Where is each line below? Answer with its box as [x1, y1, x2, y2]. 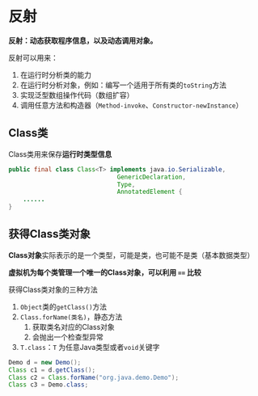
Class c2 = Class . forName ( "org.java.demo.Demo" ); [8, 373, 180, 381]
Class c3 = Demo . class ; [8, 381, 89, 389]
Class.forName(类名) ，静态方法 [19, 312, 123, 322]
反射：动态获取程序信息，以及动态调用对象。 [8, 36, 158, 45]
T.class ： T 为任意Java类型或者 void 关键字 [19, 342, 160, 352]
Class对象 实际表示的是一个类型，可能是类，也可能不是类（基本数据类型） [8, 250, 255, 259]
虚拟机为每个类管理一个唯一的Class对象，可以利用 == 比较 [8, 268, 201, 277]
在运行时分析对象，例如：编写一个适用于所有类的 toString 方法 [19, 80, 227, 90]
